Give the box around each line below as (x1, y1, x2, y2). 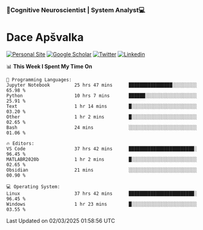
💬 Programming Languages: (6, 76, 72, 83)
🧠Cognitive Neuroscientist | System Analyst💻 (6, 5, 146, 14)
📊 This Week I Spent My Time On (6, 63, 92, 70)
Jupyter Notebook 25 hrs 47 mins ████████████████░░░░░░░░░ (6, 82, 198, 88)
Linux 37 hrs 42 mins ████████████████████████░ (6, 191, 198, 197)
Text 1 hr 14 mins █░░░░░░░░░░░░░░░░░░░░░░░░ (6, 103, 198, 109)
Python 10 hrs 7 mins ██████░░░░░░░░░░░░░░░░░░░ (6, 92, 198, 99)
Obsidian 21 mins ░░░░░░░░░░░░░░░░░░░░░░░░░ (6, 167, 198, 173)
